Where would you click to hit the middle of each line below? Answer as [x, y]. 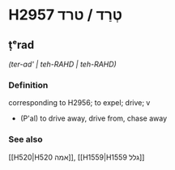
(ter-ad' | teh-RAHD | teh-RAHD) [63, 64]
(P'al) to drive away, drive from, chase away [94, 118]
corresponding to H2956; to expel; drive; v [79, 103]
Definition [28, 85]
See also [26, 139]
